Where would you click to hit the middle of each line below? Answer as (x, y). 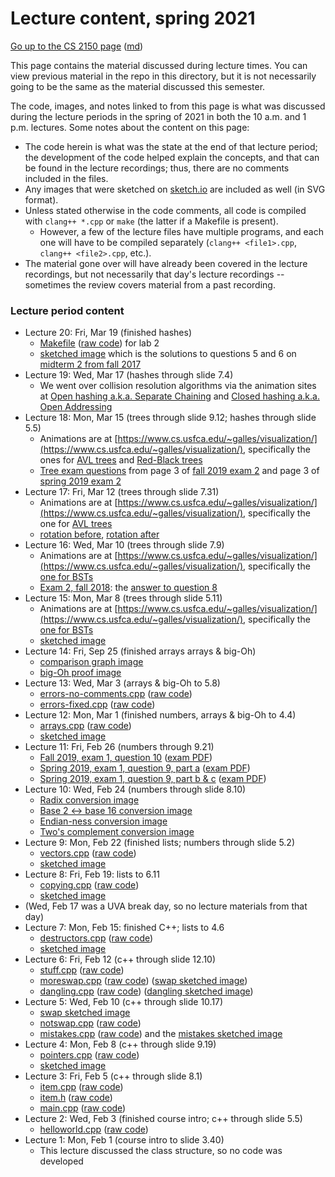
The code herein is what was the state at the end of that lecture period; (171, 146)
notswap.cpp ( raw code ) (90, 1023)
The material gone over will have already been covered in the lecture (166, 263)
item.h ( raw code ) (76, 1098)
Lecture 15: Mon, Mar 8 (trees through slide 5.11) (123, 598)
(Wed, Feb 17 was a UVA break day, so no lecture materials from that (166, 906)
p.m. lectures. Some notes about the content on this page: (130, 127)
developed (61, 1161)
